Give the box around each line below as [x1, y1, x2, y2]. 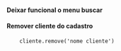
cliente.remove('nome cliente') [19, 38, 115, 45]
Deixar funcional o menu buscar [6, 6, 103, 14]
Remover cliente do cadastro [6, 22, 93, 30]
